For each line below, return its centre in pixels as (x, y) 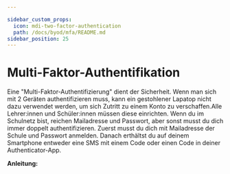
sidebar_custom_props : (39, 19)
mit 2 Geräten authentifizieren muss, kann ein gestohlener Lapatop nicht (109, 99)
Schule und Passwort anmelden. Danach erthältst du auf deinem (98, 135)
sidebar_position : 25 (38, 39)
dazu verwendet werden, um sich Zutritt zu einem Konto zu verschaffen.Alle (115, 107)
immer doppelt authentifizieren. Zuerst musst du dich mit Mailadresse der (111, 129)
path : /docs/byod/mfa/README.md (60, 32)
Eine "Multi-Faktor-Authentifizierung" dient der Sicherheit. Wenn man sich (112, 92)
